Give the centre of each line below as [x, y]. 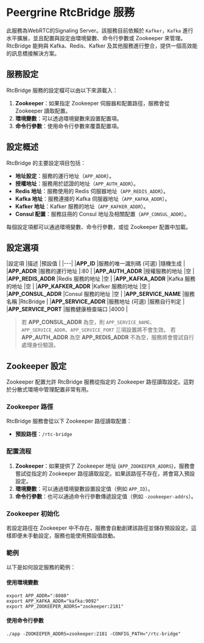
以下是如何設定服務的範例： [41, 567]
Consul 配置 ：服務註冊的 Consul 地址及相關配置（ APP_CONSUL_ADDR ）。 [102, 214]
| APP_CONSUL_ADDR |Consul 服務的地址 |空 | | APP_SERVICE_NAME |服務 [100, 294]
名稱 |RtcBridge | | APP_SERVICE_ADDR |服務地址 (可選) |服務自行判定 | [96, 301]
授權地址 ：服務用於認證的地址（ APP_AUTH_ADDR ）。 [77, 183]
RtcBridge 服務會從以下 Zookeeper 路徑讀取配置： [69, 421]
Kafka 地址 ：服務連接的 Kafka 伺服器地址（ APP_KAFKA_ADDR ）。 [93, 199]
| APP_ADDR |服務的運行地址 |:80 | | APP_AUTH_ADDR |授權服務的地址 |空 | [100, 271]
